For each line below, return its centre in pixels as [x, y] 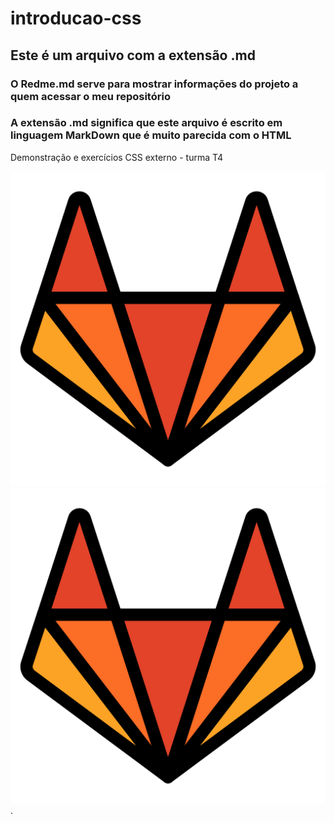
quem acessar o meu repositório [90, 96]
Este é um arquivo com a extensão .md [133, 55]
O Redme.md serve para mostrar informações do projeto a [154, 84]
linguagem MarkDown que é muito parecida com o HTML [151, 135]
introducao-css [76, 18]
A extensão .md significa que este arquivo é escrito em [146, 123]
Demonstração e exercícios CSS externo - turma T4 [117, 157]
